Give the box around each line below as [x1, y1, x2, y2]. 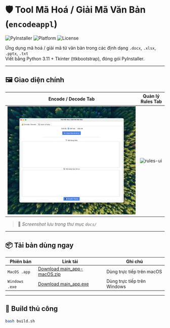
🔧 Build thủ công [5, 305, 58, 313]
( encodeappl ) [5, 18, 58, 30]
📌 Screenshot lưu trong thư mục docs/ [17, 221, 97, 227]
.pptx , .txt [5, 50, 29, 56]
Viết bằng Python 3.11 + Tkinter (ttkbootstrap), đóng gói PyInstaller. [5, 55, 145, 61]
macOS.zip [37, 271, 61, 277]
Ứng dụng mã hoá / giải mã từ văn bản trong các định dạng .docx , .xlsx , [5, 45, 156, 51]
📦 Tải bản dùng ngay [5, 241, 74, 249]
